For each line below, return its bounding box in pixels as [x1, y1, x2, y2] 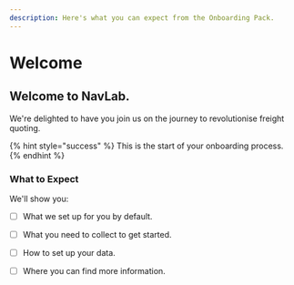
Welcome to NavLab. [9, 88, 130, 105]
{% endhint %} [9, 149, 66, 160]
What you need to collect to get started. [22, 229, 172, 239]
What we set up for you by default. [22, 210, 153, 221]
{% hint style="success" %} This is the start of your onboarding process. [9, 140, 284, 151]
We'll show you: [9, 193, 69, 204]
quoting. [9, 122, 41, 133]
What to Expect [9, 172, 79, 185]
